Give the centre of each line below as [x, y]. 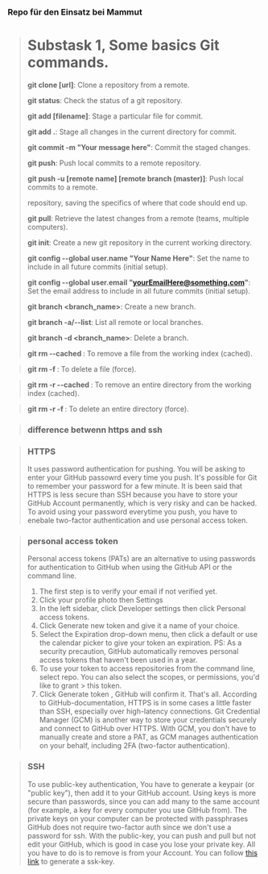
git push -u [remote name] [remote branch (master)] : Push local [135, 178]
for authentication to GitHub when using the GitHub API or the [130, 568]
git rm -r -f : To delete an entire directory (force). [108, 409]
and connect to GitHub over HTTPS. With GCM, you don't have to [148, 729]
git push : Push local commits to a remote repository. [114, 163]
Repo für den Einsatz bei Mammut [75, 12]
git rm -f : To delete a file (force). [82, 368]
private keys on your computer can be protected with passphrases [138, 818]
